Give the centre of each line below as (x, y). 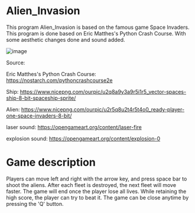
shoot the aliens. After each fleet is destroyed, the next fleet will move (91, 185)
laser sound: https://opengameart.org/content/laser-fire (74, 127)
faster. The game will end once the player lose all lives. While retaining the (96, 191)
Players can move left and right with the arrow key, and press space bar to (97, 179)
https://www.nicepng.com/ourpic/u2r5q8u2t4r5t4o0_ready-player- (103, 109)
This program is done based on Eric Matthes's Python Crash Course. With (96, 33)
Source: (16, 63)
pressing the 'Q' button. (35, 204)
